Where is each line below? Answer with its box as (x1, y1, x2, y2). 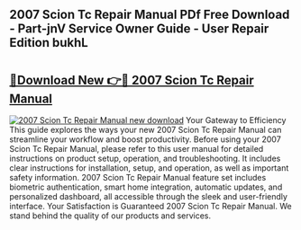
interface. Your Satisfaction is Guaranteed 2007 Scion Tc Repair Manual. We (9, 201, 292, 211)
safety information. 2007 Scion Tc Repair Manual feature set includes (9, 172, 267, 182)
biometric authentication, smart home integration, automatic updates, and (9, 181, 283, 192)
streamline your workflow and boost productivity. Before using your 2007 (9, 134, 281, 145)
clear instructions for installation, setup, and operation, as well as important (9, 163, 289, 173)
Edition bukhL (9, 35, 88, 50)
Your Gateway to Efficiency (186, 115, 287, 125)
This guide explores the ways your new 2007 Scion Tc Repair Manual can (9, 125, 282, 135)
